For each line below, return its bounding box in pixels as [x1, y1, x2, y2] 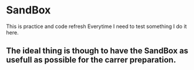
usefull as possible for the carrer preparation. [6, 55, 176, 65]
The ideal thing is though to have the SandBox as [6, 46, 189, 56]
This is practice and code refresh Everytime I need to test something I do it [6, 23, 187, 30]
